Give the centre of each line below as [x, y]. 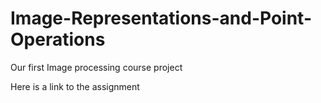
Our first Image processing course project [96, 67]
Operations [58, 39]
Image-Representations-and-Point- [161, 18]
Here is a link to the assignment [75, 86]
